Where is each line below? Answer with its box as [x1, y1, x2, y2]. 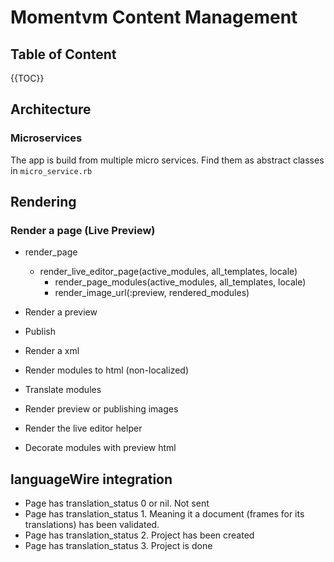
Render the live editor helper [24, 422, 143, 435]
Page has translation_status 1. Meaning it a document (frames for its [24, 508, 305, 520]
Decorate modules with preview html [24, 442, 177, 454]
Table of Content [10, 46, 117, 63]
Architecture [10, 101, 92, 118]
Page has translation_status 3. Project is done [24, 540, 213, 552]
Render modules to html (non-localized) [24, 364, 190, 376]
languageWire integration [10, 471, 173, 488]
